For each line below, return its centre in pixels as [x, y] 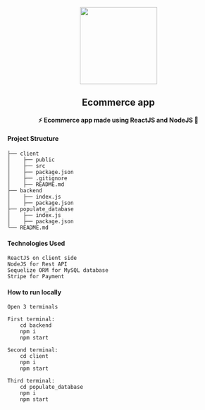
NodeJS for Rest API [38, 264]
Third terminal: [31, 381]
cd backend [36, 325]
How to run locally [35, 292]
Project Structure [33, 139]
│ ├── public [31, 160]
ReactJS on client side [42, 258]
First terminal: [31, 319]
